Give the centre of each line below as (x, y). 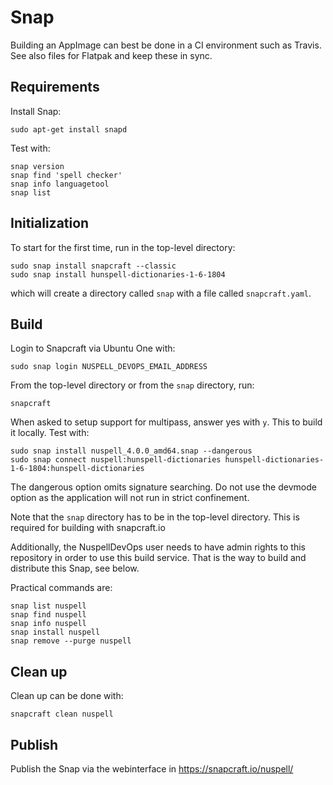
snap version (37, 166)
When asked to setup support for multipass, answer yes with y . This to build (166, 422)
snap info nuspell (48, 624)
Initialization (50, 223)
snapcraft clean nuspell (62, 714)
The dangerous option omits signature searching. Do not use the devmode (163, 487)
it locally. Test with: (50, 433)
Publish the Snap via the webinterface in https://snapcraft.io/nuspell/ (152, 769)
